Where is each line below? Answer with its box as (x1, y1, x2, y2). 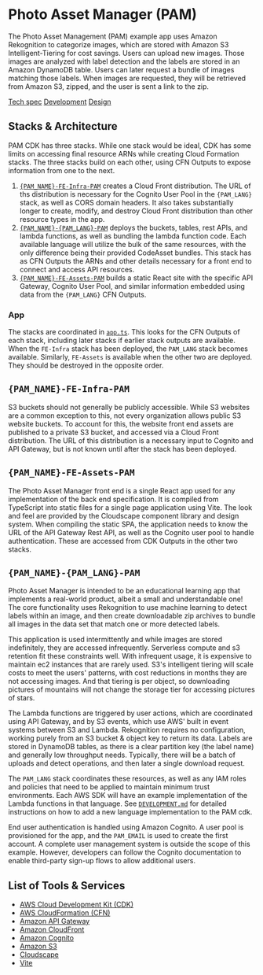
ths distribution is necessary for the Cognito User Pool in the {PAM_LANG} (19, 189, 253, 198)
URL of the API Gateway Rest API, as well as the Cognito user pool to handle (8, 527, 254, 537)
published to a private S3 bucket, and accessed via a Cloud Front (8, 427, 220, 437)
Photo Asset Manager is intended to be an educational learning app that (8, 586, 241, 596)
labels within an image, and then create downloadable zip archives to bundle (8, 611, 256, 621)
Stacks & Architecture (8, 120, 118, 133)
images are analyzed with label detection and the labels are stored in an (8, 57, 240, 66)
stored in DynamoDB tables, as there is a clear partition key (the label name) (8, 742, 254, 752)
